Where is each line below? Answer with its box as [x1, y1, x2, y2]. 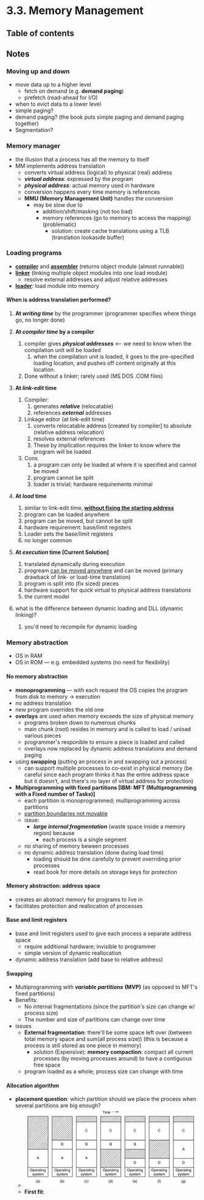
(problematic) [42, 221, 77, 228]
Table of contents [6, 28, 74, 39]
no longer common [24, 537, 72, 544]
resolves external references [33, 435, 105, 443]
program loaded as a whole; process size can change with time [24, 1068, 184, 1075]
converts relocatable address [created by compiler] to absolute [33, 422, 192, 430]
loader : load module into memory [15, 282, 99, 289]
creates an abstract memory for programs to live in [15, 896, 143, 903]
